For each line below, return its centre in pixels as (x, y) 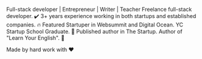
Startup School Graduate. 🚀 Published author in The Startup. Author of (94, 31)
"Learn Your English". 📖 (36, 38)
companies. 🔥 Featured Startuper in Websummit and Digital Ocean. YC (95, 25)
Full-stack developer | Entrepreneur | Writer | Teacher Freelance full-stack (99, 9)
